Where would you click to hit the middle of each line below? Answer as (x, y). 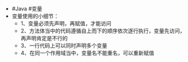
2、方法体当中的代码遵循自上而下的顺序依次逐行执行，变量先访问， (103, 31)
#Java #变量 (27, 9)
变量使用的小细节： (35, 16)
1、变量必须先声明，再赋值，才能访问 (66, 23)
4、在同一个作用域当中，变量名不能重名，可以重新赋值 (87, 53)
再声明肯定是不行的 (44, 38)
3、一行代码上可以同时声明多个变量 (64, 45)
